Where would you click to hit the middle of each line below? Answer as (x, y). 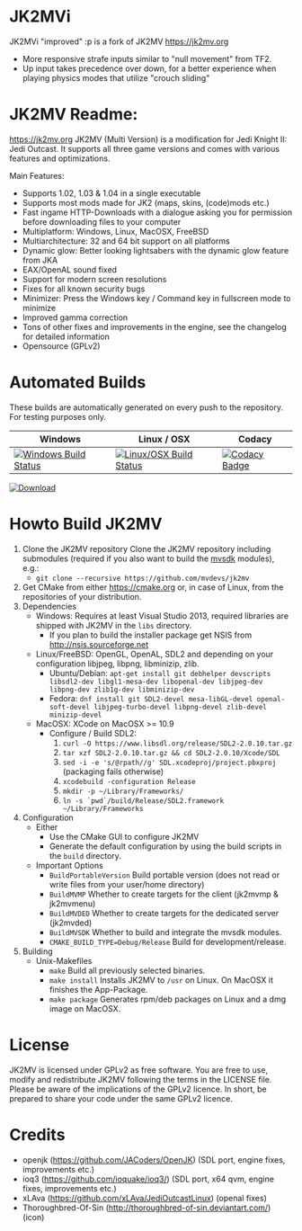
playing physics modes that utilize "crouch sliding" (116, 77)
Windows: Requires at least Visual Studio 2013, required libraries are (162, 615)
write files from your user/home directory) (127, 884)
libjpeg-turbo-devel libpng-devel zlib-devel (180, 707)
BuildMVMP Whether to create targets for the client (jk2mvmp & (164, 894)
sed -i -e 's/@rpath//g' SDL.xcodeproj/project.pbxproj (169, 763)
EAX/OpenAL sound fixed (70, 269)
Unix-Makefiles (64, 960)
